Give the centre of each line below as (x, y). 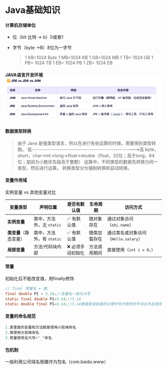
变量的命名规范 (20, 316)
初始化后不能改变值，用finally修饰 (40, 278)
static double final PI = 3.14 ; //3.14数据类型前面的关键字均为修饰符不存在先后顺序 (84, 304)
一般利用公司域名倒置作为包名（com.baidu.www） (57, 362)
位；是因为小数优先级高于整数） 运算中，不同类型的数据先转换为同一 (87, 161)
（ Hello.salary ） (125, 238)
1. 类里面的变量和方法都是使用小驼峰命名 (41, 328)
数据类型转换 (18, 131)
